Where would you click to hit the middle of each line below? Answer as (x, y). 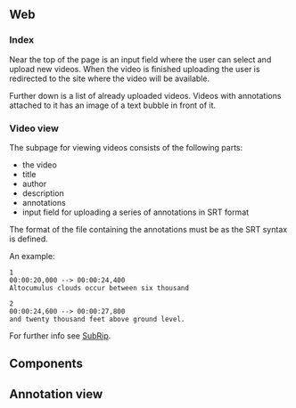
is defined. (29, 239)
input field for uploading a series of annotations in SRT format (136, 212)
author (34, 184)
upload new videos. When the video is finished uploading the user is (135, 69)
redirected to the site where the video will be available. (110, 78)
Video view (34, 128)
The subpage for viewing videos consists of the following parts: (126, 147)
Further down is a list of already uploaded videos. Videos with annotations (145, 95)
